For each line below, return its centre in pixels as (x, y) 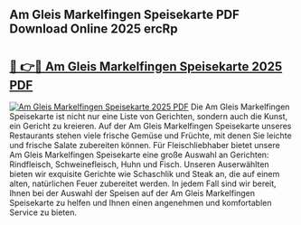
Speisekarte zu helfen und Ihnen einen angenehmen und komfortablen (141, 203)
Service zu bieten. (43, 212)
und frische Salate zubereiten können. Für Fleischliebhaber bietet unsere (145, 145)
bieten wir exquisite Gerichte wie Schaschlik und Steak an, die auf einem (145, 174)
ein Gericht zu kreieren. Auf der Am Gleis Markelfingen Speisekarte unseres (150, 126)
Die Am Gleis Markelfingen (240, 107)
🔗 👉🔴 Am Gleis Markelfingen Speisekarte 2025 (146, 66)
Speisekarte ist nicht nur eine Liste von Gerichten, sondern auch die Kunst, (149, 116)
